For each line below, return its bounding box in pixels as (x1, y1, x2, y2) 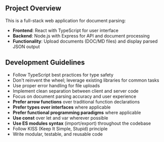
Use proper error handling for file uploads (12, 82, 100, 88)
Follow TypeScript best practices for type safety (12, 72, 114, 78)
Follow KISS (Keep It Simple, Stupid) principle (12, 125, 108, 131)
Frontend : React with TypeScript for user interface (12, 27, 119, 33)
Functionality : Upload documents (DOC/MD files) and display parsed (12, 38, 158, 44)
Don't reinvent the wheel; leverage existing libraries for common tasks (12, 77, 159, 83)
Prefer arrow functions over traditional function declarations (12, 98, 140, 104)
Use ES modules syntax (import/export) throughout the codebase (12, 120, 151, 126)
